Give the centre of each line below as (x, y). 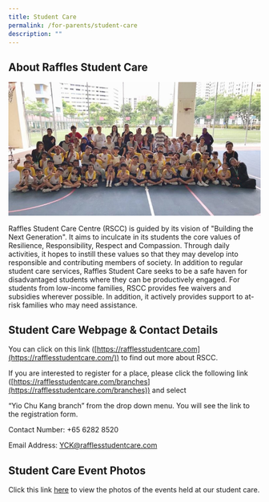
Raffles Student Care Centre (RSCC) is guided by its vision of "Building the (131, 228)
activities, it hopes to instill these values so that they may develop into (123, 254)
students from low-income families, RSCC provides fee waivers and (120, 287)
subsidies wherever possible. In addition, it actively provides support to (126, 296)
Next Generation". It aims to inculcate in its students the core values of (124, 237)
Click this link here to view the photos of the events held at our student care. (134, 490)
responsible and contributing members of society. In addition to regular (126, 262)
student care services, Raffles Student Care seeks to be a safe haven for (128, 271)
